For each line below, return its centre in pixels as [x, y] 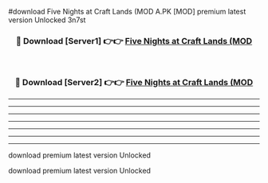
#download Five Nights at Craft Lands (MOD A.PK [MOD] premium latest [127, 12]
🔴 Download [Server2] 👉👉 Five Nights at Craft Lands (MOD [134, 83]
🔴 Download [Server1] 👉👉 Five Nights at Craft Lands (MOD [134, 41]
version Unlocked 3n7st [47, 20]
